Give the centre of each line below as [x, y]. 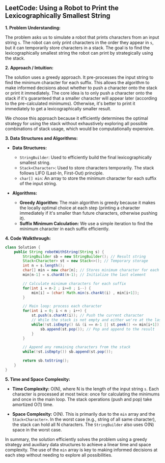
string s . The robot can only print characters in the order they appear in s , [79, 42]
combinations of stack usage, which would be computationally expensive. [80, 129]
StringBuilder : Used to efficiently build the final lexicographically [86, 157]
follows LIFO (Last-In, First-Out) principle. [62, 173]
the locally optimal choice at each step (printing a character [80, 208]
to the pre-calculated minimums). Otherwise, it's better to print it [70, 103]
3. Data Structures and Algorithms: [41, 138]
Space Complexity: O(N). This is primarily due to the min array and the [84, 414]
